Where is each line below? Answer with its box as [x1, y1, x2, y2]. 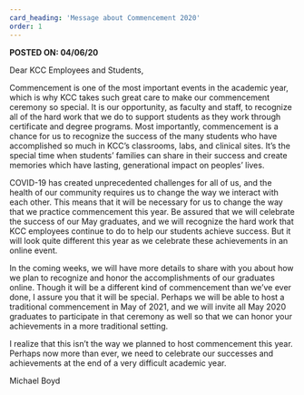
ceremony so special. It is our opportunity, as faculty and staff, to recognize [9, 101, 292, 112]
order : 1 [9, 22, 43, 31]
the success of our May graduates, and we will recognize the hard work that [9, 216, 295, 227]
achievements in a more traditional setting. [9, 320, 169, 331]
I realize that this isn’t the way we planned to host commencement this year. [9, 338, 293, 349]
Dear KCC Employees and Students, [9, 65, 144, 76]
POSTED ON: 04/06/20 [9, 46, 99, 57]
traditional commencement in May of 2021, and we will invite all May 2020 [9, 301, 287, 312]
